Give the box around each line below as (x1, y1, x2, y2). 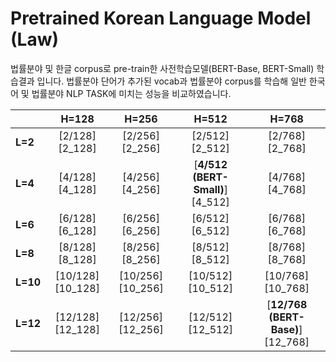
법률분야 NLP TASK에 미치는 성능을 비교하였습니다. (31, 87, 232, 99)
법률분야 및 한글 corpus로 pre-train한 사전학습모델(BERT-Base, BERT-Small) (10, 62, 315, 74)
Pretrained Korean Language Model (10, 7, 312, 30)
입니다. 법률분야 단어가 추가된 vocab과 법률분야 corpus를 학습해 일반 (36, 75, 307, 87)
